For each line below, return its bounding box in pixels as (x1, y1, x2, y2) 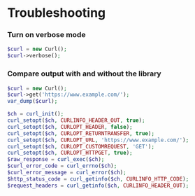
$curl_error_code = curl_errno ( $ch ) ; (7, 162, 117, 169)
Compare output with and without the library (7, 69, 162, 78)
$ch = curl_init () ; (7, 111, 64, 118)
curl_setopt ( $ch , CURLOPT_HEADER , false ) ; (7, 123, 133, 130)
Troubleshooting (7, 5, 106, 21)
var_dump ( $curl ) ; (7, 98, 58, 105)
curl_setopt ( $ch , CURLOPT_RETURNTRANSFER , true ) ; (7, 129, 155, 137)
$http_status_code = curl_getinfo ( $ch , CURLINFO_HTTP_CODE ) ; (7, 175, 189, 183)
